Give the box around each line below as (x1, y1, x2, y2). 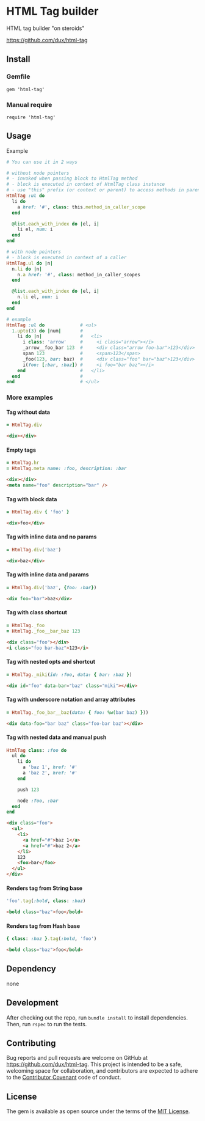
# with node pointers (6, 249, 62, 255)
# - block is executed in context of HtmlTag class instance (6, 182, 165, 188)
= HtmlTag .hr (6, 460, 40, 466)
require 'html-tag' (6, 114, 56, 120)
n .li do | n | (12, 266, 43, 272)
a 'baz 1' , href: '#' (22, 764, 78, 771)
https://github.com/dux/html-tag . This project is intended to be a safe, (6, 1060, 182, 1068)
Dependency (6, 964, 56, 974)
